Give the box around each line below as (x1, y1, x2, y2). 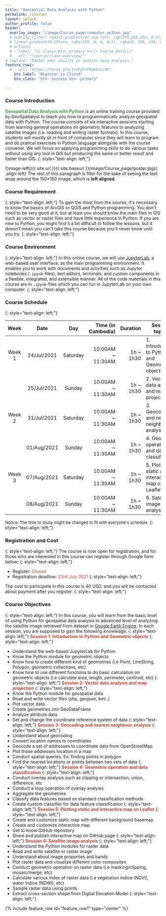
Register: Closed (12, 569, 46, 574)
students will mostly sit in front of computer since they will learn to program (5, 135, 159, 141)
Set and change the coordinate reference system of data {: (12, 717, 132, 723)
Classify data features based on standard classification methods (12, 796, 144, 801)
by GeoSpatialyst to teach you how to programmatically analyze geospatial (5, 114, 158, 119)
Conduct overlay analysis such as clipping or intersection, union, (12, 774, 144, 781)
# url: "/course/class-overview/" (9, 53, 85, 58)
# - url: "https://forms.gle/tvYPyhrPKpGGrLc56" (9, 67, 112, 72)
